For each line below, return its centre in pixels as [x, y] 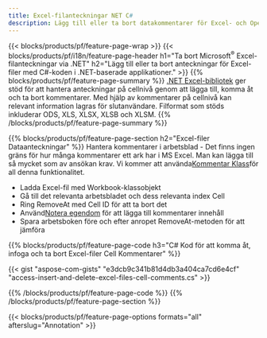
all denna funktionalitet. [46, 173]
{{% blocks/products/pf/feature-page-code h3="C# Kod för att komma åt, [130, 245]
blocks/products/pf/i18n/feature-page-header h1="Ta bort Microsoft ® [122, 55]
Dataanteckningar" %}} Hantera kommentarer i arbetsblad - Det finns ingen [132, 147]
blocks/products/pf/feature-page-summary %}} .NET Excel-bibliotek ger [127, 81]
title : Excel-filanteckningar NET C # [71, 16]
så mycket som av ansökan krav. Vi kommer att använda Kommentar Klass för [133, 164]
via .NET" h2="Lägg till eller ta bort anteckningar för [143, 64]
